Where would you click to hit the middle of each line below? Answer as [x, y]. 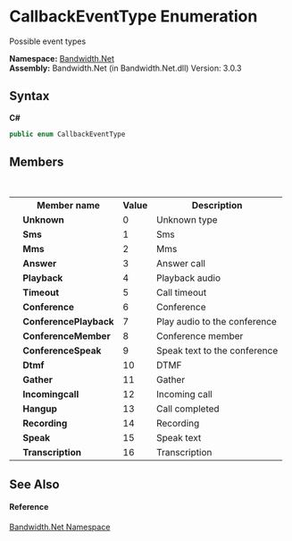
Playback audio [188, 278]
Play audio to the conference [216, 322]
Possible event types [48, 41]
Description [217, 206]
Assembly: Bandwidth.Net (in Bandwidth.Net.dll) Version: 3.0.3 [125, 68]
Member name [69, 206]
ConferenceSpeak [62, 351]
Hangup [40, 409]
